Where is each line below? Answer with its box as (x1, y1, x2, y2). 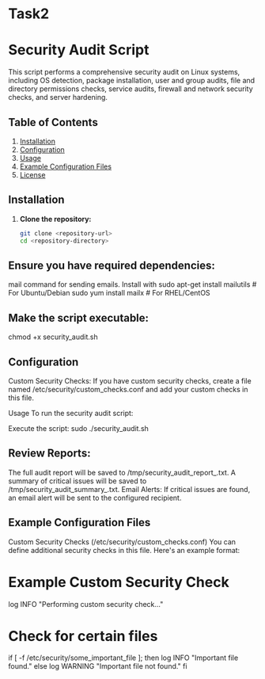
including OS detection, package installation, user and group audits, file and (8, 76, 256, 86)
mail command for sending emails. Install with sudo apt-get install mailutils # (8, 280, 257, 289)
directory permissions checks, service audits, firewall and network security (8, 84, 253, 93)
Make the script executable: (8, 311, 149, 325)
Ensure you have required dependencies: (8, 258, 216, 272)
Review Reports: (8, 447, 91, 460)
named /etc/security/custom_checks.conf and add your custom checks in (8, 384, 248, 394)
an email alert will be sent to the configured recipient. (8, 493, 182, 502)
